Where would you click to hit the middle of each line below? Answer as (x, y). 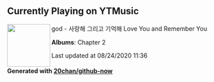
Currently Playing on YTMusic (73, 11)
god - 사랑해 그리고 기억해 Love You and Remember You (129, 28)
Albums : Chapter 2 (78, 42)
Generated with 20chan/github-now (60, 71)
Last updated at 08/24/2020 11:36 (99, 55)
